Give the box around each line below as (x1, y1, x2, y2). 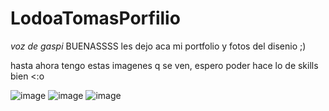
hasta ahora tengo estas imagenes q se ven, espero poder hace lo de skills (10, 59, 319, 71)
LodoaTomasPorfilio (10, 7, 181, 30)
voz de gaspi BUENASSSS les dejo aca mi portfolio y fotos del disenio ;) (10, 40, 307, 52)
